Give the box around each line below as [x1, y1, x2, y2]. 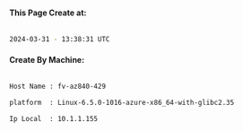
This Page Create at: [9, 7, 87, 18]
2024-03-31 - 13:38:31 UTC [9, 35, 110, 44]
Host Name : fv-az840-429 [9, 82, 106, 92]
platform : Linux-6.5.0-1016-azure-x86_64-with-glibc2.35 [9, 99, 235, 108]
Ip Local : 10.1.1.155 [9, 115, 99, 124]
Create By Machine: [9, 54, 85, 65]
